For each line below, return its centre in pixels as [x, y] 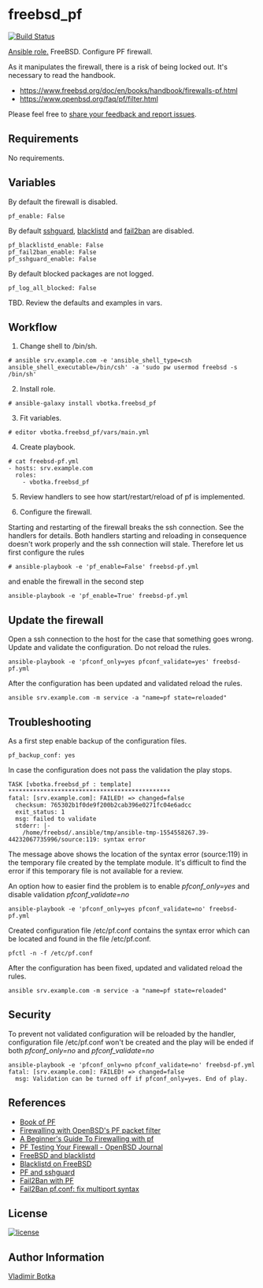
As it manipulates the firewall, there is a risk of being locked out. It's [118, 67]
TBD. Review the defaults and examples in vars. [85, 303]
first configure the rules [46, 552]
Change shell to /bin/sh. [58, 346]
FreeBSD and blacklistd [57, 1155]
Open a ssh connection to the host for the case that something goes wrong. [131, 639]
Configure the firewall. [56, 512]
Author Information [56, 1257]
